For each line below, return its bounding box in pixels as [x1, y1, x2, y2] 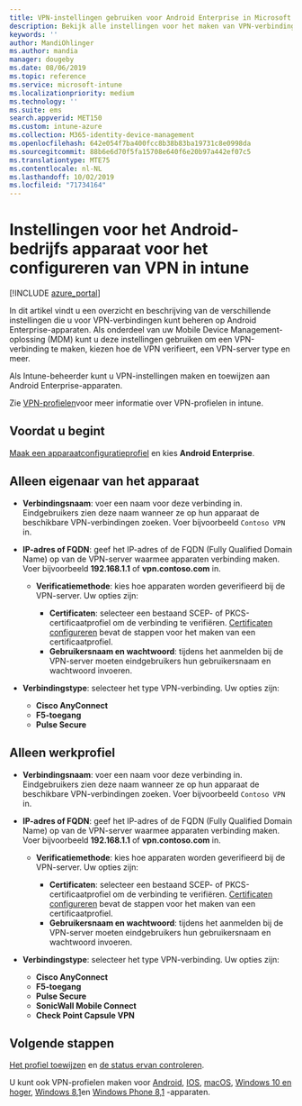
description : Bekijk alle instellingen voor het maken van [9, 22, 235, 31]
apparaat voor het [71, 239, 209, 260]
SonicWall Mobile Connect [35, 1000, 137, 1010]
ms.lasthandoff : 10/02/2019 [9, 172, 115, 181]
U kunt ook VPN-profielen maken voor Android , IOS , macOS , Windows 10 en [9, 1077, 292, 1088]
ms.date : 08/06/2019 [9, 64, 87, 73]
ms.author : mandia [9, 47, 78, 56]
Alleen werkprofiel [9, 745, 115, 761]
